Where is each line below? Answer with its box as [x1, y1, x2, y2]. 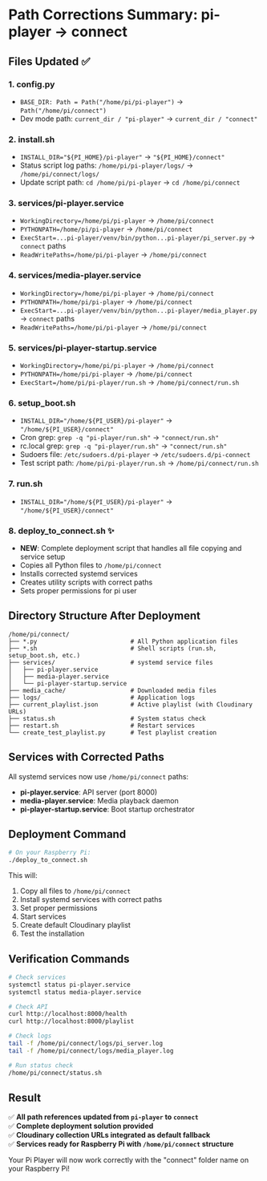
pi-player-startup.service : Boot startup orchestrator [19, 804, 195, 814]
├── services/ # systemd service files [8, 658, 214, 666]
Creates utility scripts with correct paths [19, 577, 153, 587]
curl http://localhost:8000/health [8, 1010, 127, 1018]
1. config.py [8, 79, 55, 90]
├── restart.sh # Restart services [8, 722, 196, 730]
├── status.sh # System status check [8, 714, 206, 722]
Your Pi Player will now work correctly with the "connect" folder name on [8, 1155, 249, 1165]
